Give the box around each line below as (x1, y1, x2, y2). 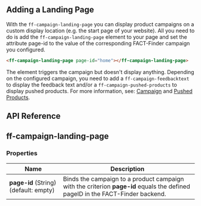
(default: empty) (9, 186, 55, 194)
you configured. (6, 46, 46, 53)
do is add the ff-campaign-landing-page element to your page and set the (6, 33, 187, 41)
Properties (6, 149, 38, 158)
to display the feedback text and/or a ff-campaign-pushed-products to (6, 81, 178, 88)
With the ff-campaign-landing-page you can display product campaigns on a (6, 20, 194, 27)
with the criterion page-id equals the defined (62, 182, 190, 190)
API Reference (6, 111, 61, 121)
